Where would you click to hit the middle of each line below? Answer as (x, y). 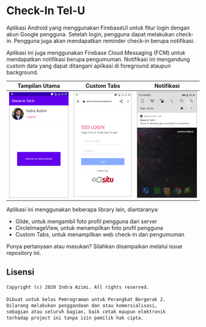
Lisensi (21, 272)
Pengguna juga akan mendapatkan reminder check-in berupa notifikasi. (104, 41)
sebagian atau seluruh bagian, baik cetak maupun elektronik (86, 312)
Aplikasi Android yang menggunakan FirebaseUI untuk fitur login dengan (98, 28)
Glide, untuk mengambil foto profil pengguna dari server (86, 221)
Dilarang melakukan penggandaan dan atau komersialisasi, (82, 305)
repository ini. (24, 253)
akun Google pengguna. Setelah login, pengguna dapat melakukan (90, 34)
